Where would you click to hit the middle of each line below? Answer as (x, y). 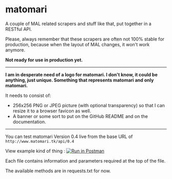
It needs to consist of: (28, 95)
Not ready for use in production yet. (44, 59)
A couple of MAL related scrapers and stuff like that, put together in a (79, 24)
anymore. (15, 50)
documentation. (29, 122)
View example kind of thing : (35, 151)
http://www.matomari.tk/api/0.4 (40, 141)
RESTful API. (19, 29)
